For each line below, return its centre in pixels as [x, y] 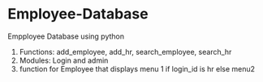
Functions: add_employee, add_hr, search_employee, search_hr [125, 51]
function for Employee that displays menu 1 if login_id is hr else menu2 [137, 68]
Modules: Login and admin [64, 60]
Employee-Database [78, 14]
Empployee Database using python [66, 36]
